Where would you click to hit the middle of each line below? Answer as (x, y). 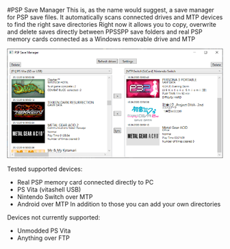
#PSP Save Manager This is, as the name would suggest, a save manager (111, 10)
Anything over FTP (43, 238)
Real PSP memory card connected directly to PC (85, 182)
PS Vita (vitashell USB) (49, 189)
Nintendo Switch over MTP (55, 197)
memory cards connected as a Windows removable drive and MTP (101, 39)
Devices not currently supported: (54, 217)
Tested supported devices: (45, 169)
